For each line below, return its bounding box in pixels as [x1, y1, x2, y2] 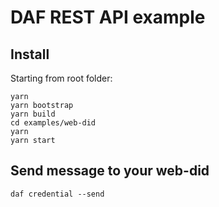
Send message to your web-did [10, 162, 210, 180]
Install [10, 46, 50, 63]
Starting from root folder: [10, 72, 113, 84]
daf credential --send [10, 189, 105, 199]
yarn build [10, 109, 56, 119]
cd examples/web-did [10, 118, 97, 128]
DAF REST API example [10, 6, 206, 29]
